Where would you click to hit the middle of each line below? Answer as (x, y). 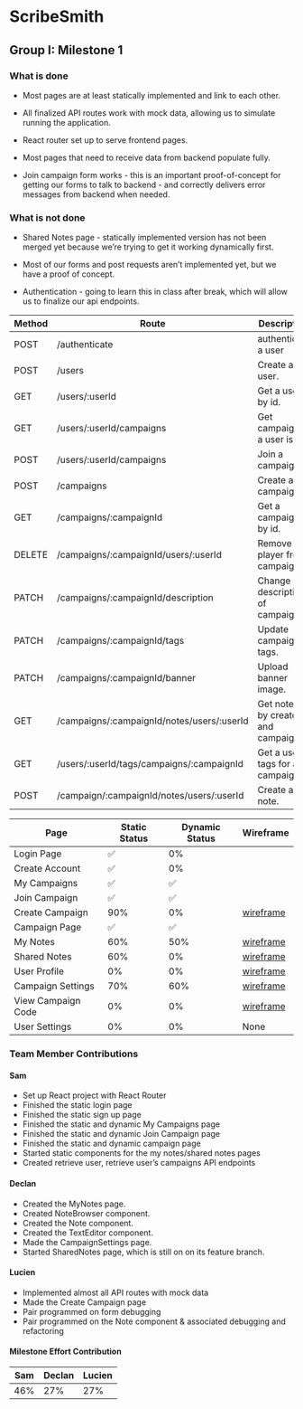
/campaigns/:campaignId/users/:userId (140, 555)
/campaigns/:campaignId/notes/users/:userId (153, 721)
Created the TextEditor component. (87, 1233)
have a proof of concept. (69, 274)
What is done (39, 76)
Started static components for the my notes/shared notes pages (142, 1153)
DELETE (31, 555)
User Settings (43, 1026)
